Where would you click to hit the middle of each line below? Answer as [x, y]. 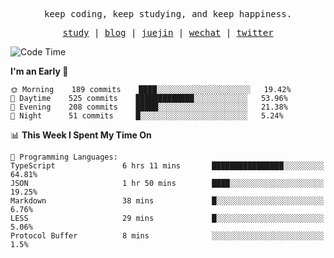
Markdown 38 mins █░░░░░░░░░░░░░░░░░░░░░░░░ [167, 201]
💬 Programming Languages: [64, 157]
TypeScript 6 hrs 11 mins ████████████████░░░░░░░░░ [167, 166]
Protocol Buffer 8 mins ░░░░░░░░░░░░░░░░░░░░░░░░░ [167, 236]
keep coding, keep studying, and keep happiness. [168, 14]
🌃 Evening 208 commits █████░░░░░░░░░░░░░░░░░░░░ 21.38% [149, 107]
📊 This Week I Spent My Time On [81, 135]
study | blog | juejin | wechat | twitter [168, 32]
